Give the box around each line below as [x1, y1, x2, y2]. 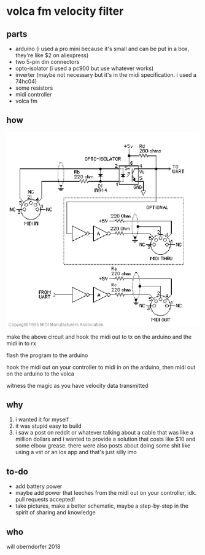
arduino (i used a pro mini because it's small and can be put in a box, [15, 45, 190, 52]
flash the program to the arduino [6, 352, 88, 359]
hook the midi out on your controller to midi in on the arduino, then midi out [6, 363, 196, 371]
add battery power [15, 482, 63, 490]
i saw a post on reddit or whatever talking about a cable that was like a [15, 429, 194, 436]
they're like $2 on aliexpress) [15, 52, 89, 59]
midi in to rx [6, 339, 37, 347]
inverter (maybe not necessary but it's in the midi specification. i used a [15, 71, 196, 78]
